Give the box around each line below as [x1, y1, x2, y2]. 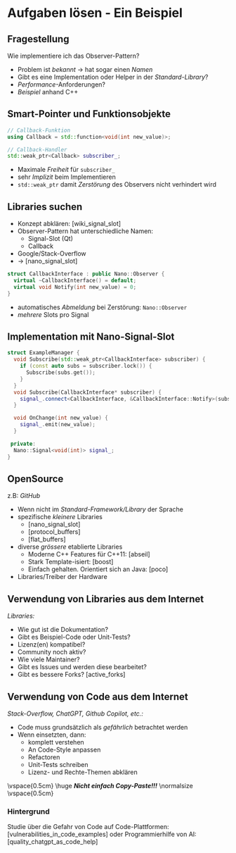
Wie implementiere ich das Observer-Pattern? [7, 51, 140, 60]
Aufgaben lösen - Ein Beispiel [7, 5, 183, 21]
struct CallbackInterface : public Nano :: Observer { [7, 270, 165, 278]
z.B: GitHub [7, 492, 41, 500]
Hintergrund [7, 807, 51, 816]
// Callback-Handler [7, 146, 68, 153]
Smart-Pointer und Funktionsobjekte [7, 108, 171, 120]
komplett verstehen [27, 738, 84, 746]
